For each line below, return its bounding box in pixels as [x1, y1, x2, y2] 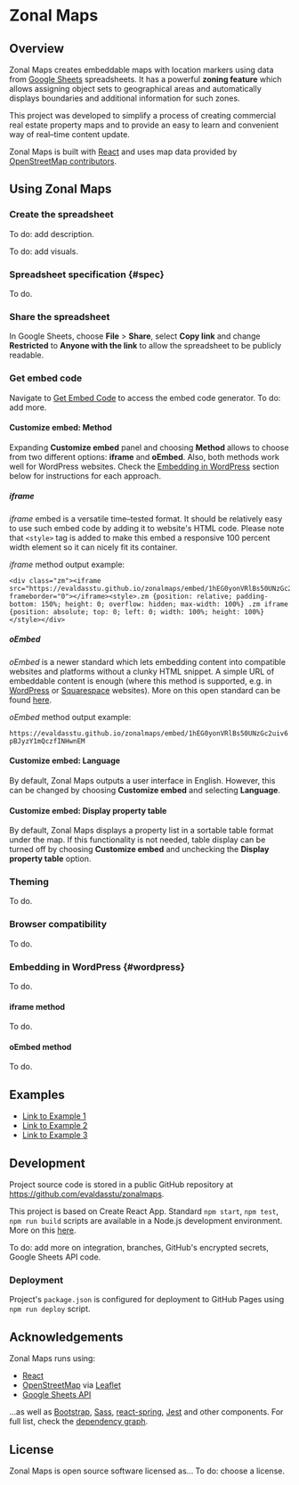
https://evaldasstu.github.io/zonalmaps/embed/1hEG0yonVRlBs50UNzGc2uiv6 [9, 728, 289, 738]
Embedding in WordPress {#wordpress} [9, 960, 185, 972]
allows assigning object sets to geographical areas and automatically [9, 84, 263, 94]
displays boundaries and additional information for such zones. [9, 93, 240, 103]
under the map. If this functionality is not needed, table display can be [9, 834, 266, 845]
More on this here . [9, 1225, 77, 1235]
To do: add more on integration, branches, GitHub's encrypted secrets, [9, 1243, 270, 1253]
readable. [9, 349, 44, 361]
